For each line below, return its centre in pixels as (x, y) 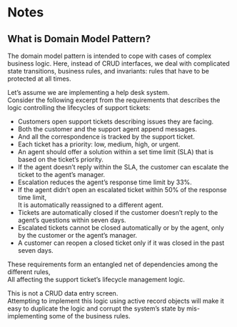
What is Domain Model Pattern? (79, 39)
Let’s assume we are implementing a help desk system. (89, 92)
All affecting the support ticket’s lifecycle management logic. (96, 280)
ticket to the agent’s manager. (61, 175)
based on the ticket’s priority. (60, 159)
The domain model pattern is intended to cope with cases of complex (110, 56)
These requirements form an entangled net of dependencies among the (113, 264)
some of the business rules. (90, 316)
